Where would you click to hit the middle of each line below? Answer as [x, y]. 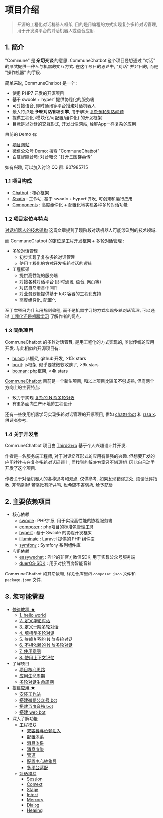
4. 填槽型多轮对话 [37, 633]
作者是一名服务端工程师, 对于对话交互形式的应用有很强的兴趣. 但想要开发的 [80, 456]
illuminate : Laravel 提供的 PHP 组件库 [57, 539]
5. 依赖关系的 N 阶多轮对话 [46, 639]
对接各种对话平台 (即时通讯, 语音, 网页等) [60, 282]
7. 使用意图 [30, 651]
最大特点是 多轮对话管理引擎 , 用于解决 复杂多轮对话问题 [68, 111]
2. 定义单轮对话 [35, 620]
